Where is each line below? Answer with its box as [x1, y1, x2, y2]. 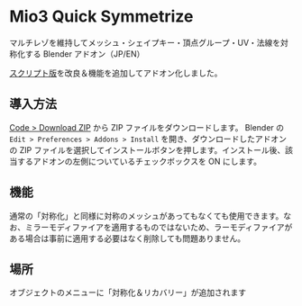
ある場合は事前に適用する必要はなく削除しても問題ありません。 [9, 232, 246, 244]
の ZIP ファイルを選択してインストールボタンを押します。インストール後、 [9, 144, 286, 155]
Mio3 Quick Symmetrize [9, 6, 194, 27]
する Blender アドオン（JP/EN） [24, 48, 145, 59]
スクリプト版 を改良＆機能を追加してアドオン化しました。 [9, 67, 223, 78]
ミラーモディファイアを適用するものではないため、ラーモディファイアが [24, 221, 293, 232]
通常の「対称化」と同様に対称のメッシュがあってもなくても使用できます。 [9, 210, 284, 221]
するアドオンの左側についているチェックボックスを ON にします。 [16, 156, 261, 166]
